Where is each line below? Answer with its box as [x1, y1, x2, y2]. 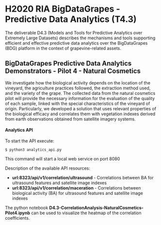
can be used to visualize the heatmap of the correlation [31, 210, 142, 216]
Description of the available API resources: [5, 165, 91, 171]
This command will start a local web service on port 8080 [5, 156, 120, 161]
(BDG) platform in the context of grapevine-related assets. [5, 45, 121, 51]
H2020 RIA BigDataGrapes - [5, 3, 120, 15]
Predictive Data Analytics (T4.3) [5, 14, 137, 25]
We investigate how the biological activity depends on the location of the [5, 80, 150, 86]
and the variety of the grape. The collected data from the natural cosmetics [5, 90, 156, 96]
